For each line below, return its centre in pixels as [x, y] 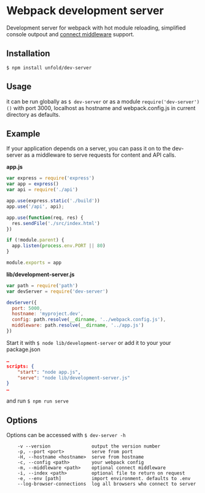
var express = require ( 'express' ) [51, 178]
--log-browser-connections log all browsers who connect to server [107, 484]
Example [23, 134]
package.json [24, 349]
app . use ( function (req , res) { [45, 218]
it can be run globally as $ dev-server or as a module [73, 101]
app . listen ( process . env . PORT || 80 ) [59, 246]
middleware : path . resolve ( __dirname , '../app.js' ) [78, 325]
